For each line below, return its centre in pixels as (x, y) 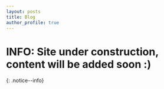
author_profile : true (33, 22)
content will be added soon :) (79, 64)
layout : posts (24, 11)
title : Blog (21, 17)
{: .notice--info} (25, 81)
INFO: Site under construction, (82, 52)
